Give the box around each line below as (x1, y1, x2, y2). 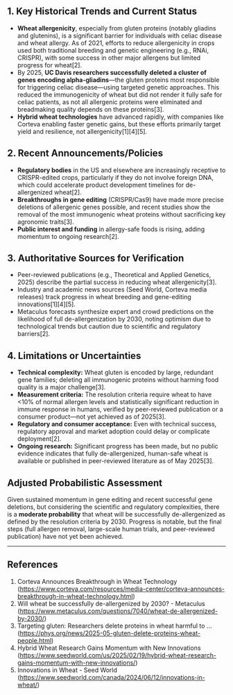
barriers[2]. (17, 330, 51, 338)
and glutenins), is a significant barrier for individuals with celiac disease (17, 31, 222, 40)
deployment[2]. (17, 435, 62, 443)
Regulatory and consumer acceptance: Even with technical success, (17, 420, 217, 428)
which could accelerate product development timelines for (17, 181, 184, 189)
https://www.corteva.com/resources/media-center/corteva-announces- (19, 585, 225, 593)
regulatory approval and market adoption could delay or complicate (17, 427, 210, 436)
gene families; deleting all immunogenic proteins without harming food (17, 376, 219, 384)
